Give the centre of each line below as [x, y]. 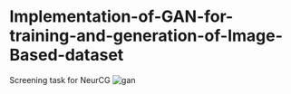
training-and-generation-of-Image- [146, 36]
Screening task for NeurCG [60, 80]
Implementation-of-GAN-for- [121, 17]
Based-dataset [67, 55]
